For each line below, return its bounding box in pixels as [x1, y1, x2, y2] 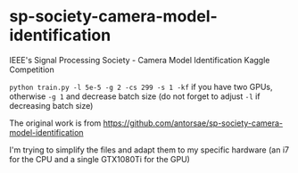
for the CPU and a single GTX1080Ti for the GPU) [9, 153, 190, 164]
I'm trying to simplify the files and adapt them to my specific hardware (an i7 [9, 144, 290, 155]
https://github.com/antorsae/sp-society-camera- [103, 118, 284, 128]
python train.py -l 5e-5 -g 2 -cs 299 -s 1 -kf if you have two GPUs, [9, 81, 273, 92]
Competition [9, 64, 55, 75]
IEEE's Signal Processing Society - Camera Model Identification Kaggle [9, 54, 270, 65]
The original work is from [9, 118, 102, 128]
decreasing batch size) [9, 100, 94, 111]
